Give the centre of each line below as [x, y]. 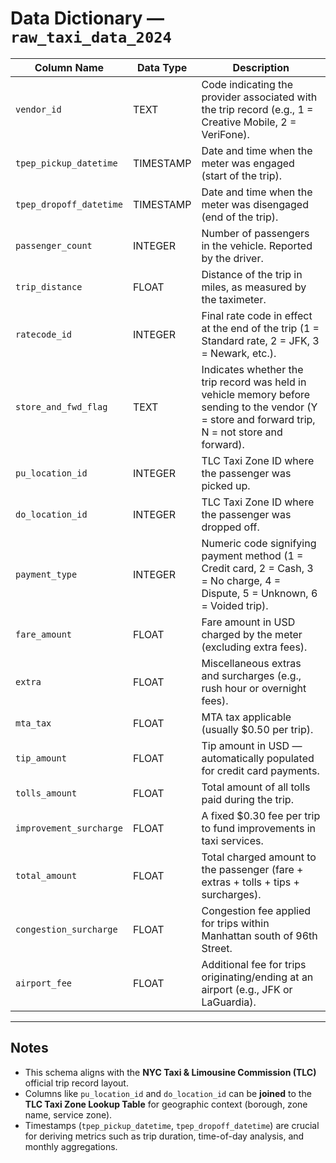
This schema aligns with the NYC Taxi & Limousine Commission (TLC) [170, 1072]
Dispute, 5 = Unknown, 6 [259, 593]
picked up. [226, 485]
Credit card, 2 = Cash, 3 [257, 568]
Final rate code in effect [257, 315]
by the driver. [232, 258]
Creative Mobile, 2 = [249, 122]
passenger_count [54, 245]
